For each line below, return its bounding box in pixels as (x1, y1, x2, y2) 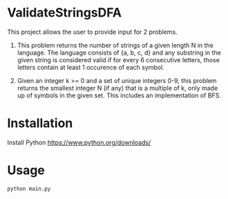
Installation (7, 115, 73, 131)
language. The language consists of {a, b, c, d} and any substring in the (17, 48, 221, 57)
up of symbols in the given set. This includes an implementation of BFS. (17, 91, 221, 99)
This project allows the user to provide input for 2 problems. (7, 28, 178, 36)
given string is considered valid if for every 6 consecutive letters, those (17, 55, 220, 64)
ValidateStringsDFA (7, 5, 122, 21)
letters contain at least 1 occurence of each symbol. (17, 63, 164, 71)
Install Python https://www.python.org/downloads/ (7, 138, 151, 146)
